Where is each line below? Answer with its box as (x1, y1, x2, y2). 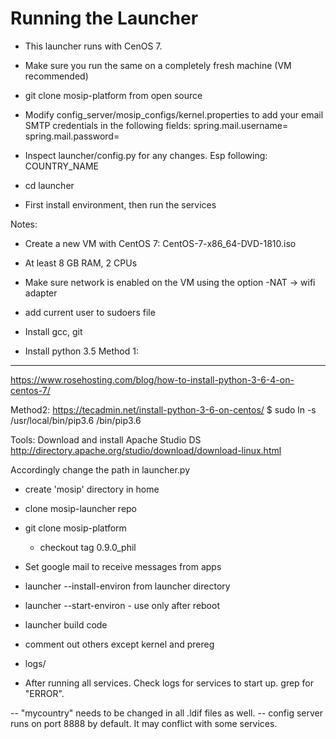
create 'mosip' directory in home (24, 483, 160, 495)
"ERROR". (24, 687, 65, 699)
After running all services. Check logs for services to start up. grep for (24, 677, 315, 689)
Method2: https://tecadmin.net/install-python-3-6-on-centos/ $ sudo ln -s (10, 403, 317, 416)
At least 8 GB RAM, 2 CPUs (24, 257, 138, 269)
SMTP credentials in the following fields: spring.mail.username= (24, 119, 289, 131)
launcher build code (24, 618, 108, 631)
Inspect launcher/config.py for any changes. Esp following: (24, 149, 268, 161)
